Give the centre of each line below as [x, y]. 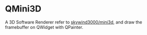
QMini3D [23, 9]
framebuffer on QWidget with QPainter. [44, 27]
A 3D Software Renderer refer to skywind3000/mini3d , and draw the [74, 22]
